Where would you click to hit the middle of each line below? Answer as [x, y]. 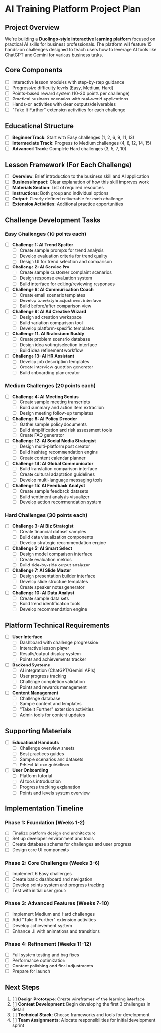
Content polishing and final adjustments [52, 966]
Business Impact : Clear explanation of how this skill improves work [80, 182]
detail [18, 1009]
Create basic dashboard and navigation [52, 879]
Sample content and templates [51, 703]
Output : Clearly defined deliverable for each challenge [68, 199]
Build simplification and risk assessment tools [66, 430]
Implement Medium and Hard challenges [53, 914]
